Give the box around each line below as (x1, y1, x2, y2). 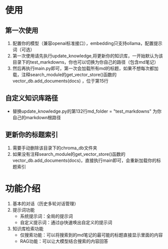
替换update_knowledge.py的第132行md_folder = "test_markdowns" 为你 (12, 108, 162, 114)
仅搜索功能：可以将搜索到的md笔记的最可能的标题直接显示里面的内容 (20, 231, 163, 238)
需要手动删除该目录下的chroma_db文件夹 (12, 145, 98, 151)
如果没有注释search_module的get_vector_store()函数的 (12, 151, 126, 157)
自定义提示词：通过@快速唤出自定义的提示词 (20, 219, 113, 225)
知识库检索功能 (12, 225, 44, 231)
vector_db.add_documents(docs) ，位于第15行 (12, 78, 109, 84)
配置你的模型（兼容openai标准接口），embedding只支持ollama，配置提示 (12, 41, 163, 46)
